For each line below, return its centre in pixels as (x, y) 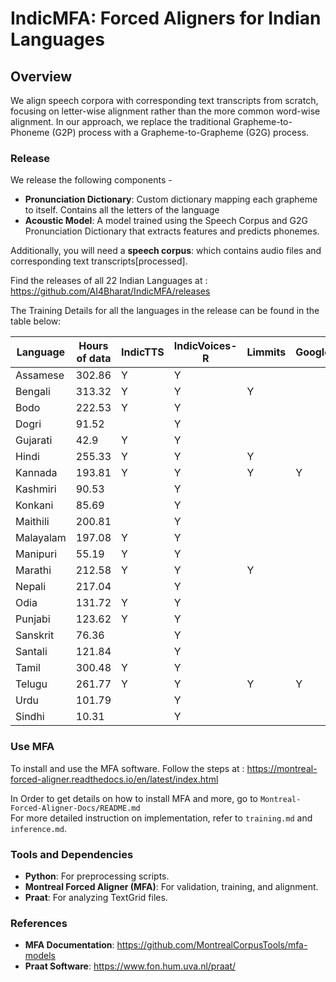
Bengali (33, 392)
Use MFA (32, 747)
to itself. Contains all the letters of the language (122, 210)
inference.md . (38, 828)
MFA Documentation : (69, 945)
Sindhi (30, 717)
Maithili (32, 522)
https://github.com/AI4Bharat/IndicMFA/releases (110, 291)
